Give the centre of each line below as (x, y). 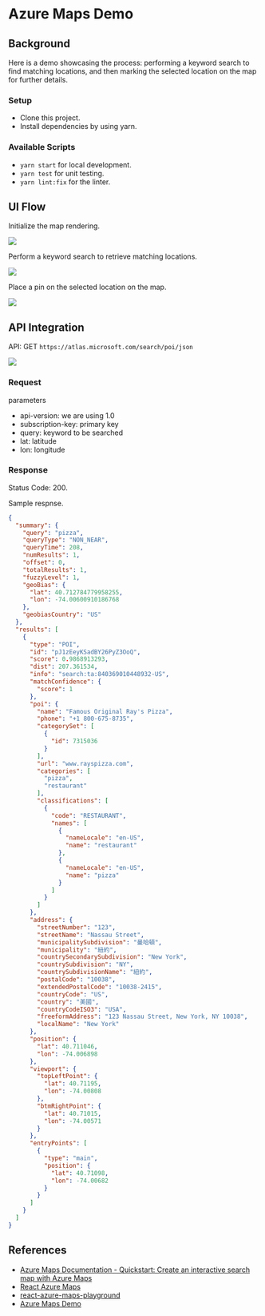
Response (28, 470)
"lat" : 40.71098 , (80, 1173)
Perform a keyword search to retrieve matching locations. (103, 256)
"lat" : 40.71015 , (73, 1113)
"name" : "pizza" (92, 875)
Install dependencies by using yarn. (78, 127)
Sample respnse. (36, 503)
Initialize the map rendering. (54, 226)
